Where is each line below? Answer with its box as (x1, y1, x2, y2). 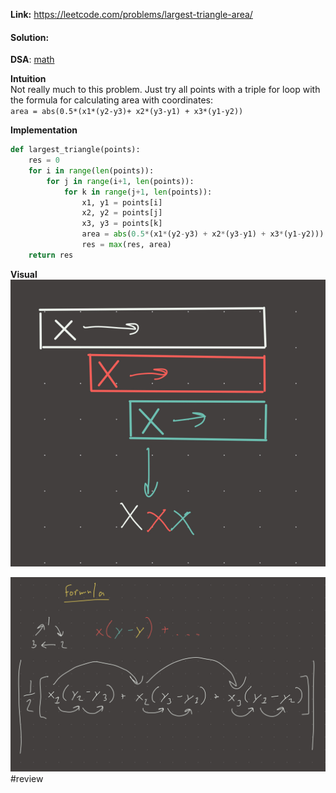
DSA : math (10, 54, 55, 66)
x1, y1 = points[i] (81, 197, 163, 208)
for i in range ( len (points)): (28, 165, 155, 176)
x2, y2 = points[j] (81, 208, 163, 218)
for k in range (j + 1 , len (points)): (63, 187, 213, 197)
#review (10, 773, 44, 785)
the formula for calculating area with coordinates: (10, 94, 213, 106)
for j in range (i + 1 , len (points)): (46, 176, 195, 186)
